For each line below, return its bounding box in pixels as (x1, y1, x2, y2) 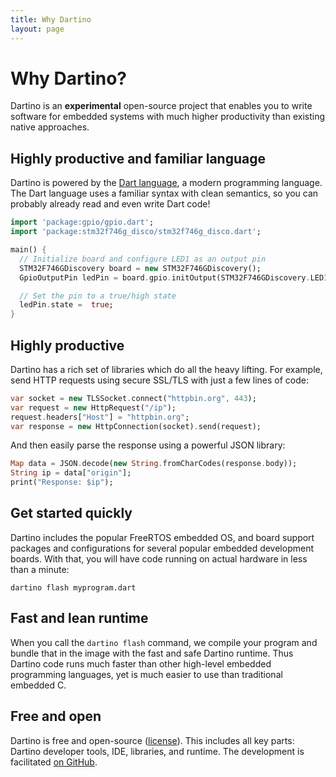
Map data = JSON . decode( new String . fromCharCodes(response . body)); (10, 459, 298, 469)
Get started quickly (10, 505, 133, 522)
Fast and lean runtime (10, 610, 149, 627)
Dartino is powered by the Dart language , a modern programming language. (10, 177, 323, 189)
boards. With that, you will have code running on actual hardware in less (10, 552, 308, 565)
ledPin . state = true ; (19, 300, 114, 310)
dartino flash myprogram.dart (10, 582, 137, 593)
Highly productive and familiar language (10, 150, 266, 167)
